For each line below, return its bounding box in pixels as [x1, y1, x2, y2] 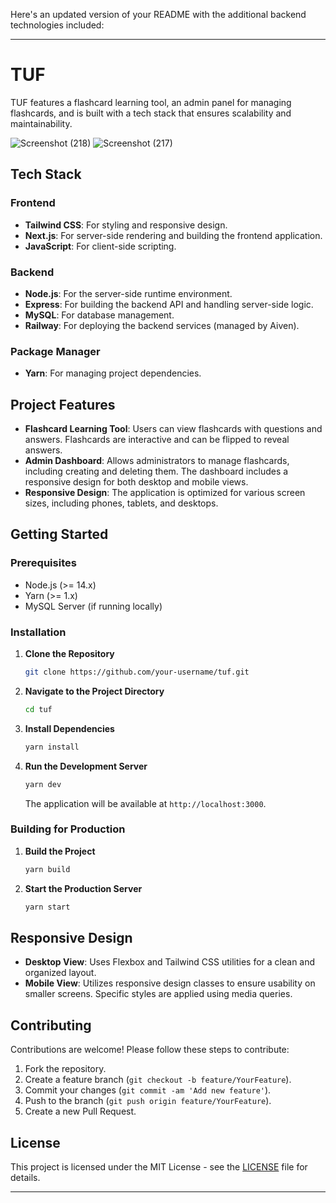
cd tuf [24, 704, 53, 714]
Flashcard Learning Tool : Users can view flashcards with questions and [24, 423, 323, 435]
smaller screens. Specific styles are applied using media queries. [24, 988, 293, 1000]
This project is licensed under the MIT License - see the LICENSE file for [10, 1161, 308, 1173]
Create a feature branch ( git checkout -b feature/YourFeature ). [24, 1074, 292, 1086]
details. [10, 1172, 41, 1183]
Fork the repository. [24, 1063, 107, 1075]
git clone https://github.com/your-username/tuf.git [24, 667, 250, 678]
